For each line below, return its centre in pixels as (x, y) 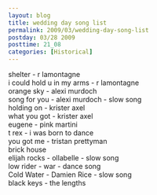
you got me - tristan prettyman (58, 141)
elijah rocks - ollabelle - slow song (64, 158)
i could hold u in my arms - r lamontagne (74, 83)
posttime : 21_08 (35, 45)
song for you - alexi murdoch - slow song (75, 99)
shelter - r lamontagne (44, 74)
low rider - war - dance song (55, 166)
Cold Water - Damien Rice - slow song (70, 175)
